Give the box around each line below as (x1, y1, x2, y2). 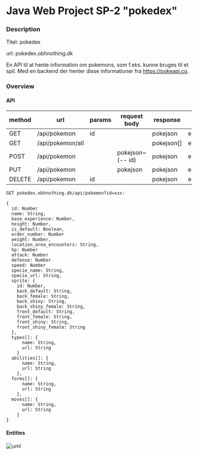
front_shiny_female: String (16, 324, 85, 330)
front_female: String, (16, 314, 72, 319)
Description (6, 25, 41, 34)
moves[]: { (11, 396, 38, 402)
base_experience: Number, (11, 216, 75, 222)
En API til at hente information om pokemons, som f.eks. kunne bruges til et (6, 61, 189, 68)
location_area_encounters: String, (11, 242, 99, 248)
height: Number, (11, 221, 51, 227)
